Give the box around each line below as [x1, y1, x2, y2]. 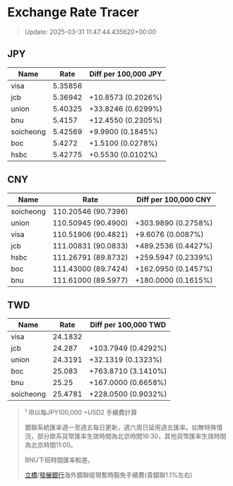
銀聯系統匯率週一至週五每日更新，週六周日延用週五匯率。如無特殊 [24, 423, 217, 432]
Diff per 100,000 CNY [136, 195, 212, 205]
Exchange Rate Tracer [7, 4, 140, 20]
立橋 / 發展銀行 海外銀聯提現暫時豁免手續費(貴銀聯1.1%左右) [24, 470, 193, 480]
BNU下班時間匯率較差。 [24, 456, 94, 464]
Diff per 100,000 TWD [90, 320, 167, 330]
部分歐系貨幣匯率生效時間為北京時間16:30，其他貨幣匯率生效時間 [37, 432, 227, 441]
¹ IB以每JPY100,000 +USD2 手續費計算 [24, 408, 138, 417]
